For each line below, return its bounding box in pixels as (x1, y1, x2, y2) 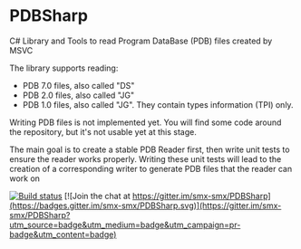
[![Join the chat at (63, 190, 131, 201)
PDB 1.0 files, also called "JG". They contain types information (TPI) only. (22, 99, 294, 110)
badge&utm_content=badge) (9, 228, 117, 240)
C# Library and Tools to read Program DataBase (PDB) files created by (9, 35, 273, 46)
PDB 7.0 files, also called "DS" (22, 80, 135, 91)
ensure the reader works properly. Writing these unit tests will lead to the (9, 153, 282, 164)
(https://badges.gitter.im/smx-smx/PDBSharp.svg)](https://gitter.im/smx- (9, 200, 282, 211)
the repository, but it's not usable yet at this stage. (9, 126, 198, 137)
